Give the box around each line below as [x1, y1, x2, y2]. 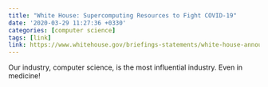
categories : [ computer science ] [8, 26, 116, 34]
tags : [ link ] [8, 33, 52, 42]
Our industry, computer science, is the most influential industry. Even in [8, 62, 243, 72]
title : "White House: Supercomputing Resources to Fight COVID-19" [8, 11, 238, 20]
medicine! [8, 71, 41, 81]
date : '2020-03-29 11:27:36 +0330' [8, 19, 127, 27]
